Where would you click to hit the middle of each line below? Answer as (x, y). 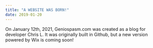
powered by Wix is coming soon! (39, 40)
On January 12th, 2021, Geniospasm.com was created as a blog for (75, 29)
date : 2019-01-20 (24, 15)
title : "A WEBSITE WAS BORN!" (37, 10)
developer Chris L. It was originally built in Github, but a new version (77, 34)
